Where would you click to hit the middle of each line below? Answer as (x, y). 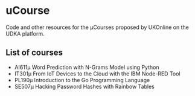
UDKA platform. (25, 33)
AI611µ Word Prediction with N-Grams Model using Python (87, 67)
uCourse (28, 11)
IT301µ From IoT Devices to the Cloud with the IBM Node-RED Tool (97, 74)
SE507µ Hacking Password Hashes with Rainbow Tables (85, 86)
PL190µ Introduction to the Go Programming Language (82, 80)
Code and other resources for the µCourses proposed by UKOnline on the (97, 27)
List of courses (34, 53)
